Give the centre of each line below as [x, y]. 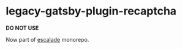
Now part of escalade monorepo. [47, 39]
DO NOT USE [22, 28]
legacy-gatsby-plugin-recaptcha [91, 11]
